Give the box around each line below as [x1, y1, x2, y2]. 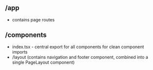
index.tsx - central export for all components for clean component [12, 44, 144, 50]
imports [12, 49, 28, 55]
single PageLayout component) [12, 59, 75, 65]
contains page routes [12, 17, 55, 22]
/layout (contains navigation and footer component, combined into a [12, 54, 148, 60]
